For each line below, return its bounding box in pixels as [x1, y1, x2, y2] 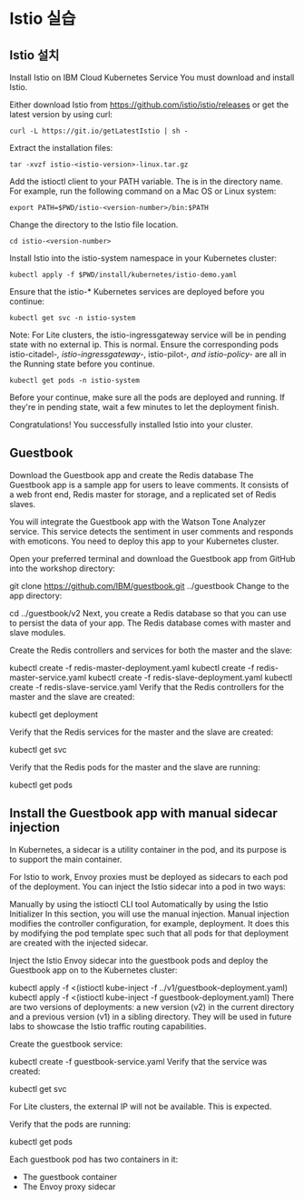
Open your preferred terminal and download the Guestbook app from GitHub [9, 553, 296, 564]
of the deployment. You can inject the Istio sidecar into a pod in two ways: [9, 881, 286, 892]
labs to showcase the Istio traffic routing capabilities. [9, 1020, 207, 1032]
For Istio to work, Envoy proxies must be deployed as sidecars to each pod [9, 871, 289, 882]
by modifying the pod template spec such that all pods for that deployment [9, 927, 289, 938]
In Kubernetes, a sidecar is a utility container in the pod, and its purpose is [9, 844, 288, 855]
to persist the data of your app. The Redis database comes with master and [9, 617, 291, 628]
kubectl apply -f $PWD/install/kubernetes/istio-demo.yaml [9, 270, 238, 279]
